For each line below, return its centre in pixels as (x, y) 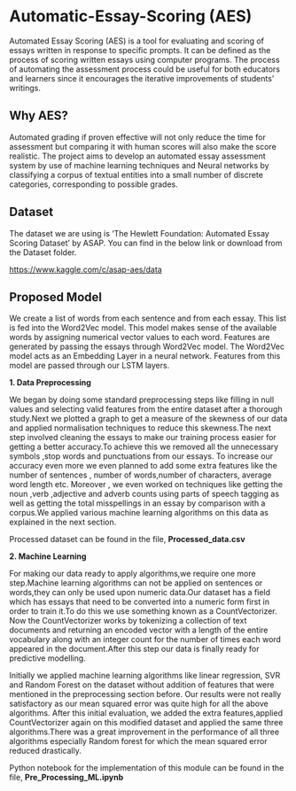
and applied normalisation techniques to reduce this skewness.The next (140, 428)
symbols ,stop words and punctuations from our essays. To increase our (141, 456)
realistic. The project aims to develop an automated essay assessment (137, 156)
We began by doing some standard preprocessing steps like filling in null (142, 399)
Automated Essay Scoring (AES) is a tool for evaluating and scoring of (136, 41)
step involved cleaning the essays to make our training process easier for (143, 438)
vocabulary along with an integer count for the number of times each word (145, 640)
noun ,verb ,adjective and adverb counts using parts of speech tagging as (144, 494)
